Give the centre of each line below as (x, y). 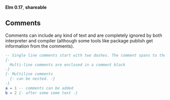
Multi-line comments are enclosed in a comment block (68, 65)
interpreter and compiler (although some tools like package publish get (79, 40)
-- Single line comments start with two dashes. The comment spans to (81, 55)
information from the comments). (40, 46)
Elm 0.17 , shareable (26, 7)
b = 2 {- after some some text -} (42, 93)
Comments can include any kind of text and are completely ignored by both (84, 35)
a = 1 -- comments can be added (39, 88)
